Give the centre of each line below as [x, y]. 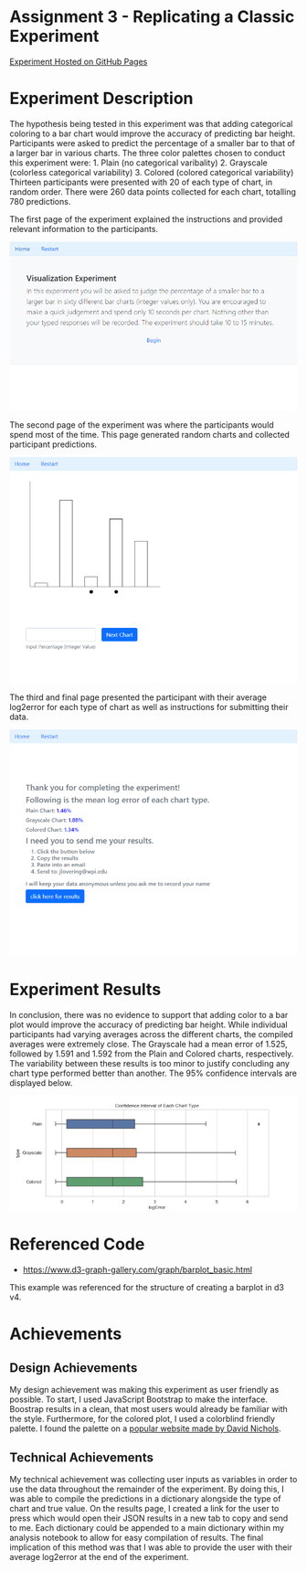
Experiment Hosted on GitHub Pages [79, 61]
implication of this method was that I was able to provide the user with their [151, 1547]
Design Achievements [74, 1368]
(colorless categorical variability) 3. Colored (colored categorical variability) [152, 172]
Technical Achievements [81, 1457]
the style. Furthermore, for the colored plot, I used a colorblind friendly [143, 1419]
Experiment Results [85, 989]
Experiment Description [101, 99]
